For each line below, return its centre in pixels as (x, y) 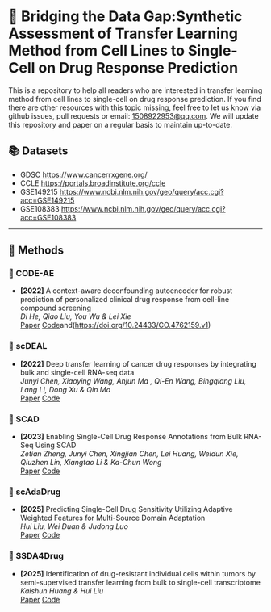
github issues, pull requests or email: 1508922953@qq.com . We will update (134, 115)
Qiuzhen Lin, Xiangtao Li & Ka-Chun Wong (91, 463)
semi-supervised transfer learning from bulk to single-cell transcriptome (140, 582)
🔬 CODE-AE (31, 274)
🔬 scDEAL (28, 346)
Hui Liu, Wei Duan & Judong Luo (74, 526)
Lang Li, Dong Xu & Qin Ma (65, 389)
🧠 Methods (36, 251)
